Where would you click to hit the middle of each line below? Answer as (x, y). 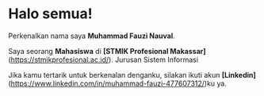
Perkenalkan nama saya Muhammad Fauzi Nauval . (92, 36)
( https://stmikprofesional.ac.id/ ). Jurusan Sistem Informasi (103, 60)
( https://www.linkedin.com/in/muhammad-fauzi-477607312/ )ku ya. (118, 83)
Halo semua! (50, 14)
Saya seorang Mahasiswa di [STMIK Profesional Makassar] (107, 51)
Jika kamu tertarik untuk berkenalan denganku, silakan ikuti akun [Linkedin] (132, 75)
